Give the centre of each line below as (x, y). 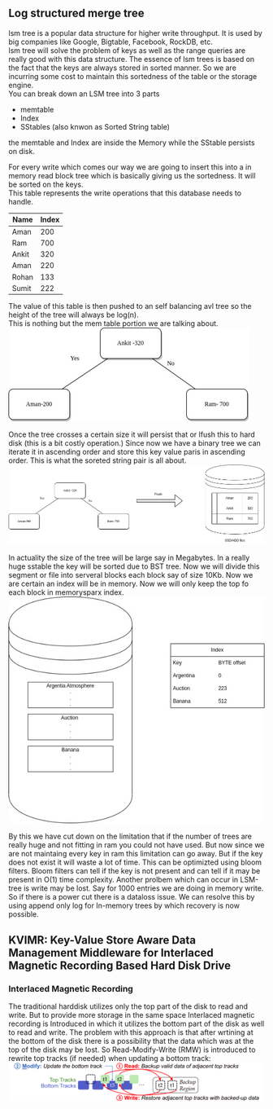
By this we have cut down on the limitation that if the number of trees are (130, 836)
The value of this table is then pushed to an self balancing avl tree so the (130, 306)
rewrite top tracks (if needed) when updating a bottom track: (110, 1058)
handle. (21, 201)
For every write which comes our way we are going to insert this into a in (130, 167)
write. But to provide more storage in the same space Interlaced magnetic (132, 1014)
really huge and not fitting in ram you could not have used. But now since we (137, 845)
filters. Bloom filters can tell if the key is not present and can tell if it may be (134, 871)
